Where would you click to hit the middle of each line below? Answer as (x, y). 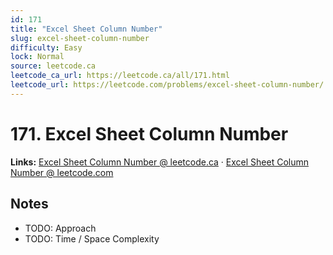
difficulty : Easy (46, 47)
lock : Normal (37, 57)
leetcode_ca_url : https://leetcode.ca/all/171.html (120, 76)
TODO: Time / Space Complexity (92, 238)
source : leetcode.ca (53, 66)
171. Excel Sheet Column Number (149, 133)
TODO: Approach (60, 228)
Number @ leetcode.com (62, 172)
